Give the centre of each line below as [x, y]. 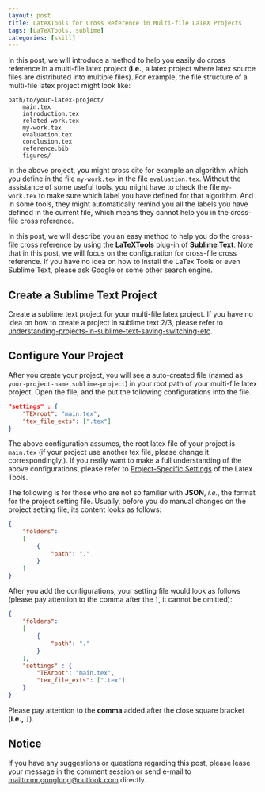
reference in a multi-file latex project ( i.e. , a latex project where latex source [132, 69]
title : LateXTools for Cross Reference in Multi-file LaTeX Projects [125, 23]
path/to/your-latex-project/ [56, 100]
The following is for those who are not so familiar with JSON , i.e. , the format [132, 493]
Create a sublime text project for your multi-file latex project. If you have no [131, 314]
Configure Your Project [66, 356]
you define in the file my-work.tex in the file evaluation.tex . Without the [125, 179]
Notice [25, 744]
